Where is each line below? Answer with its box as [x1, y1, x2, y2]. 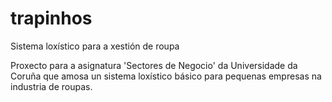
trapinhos [10, 7, 93, 30]
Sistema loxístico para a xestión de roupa [10, 40, 180, 52]
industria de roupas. [10, 80, 93, 92]
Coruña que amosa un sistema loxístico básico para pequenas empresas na [10, 70, 322, 82]
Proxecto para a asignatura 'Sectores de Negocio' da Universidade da [10, 59, 298, 71]
